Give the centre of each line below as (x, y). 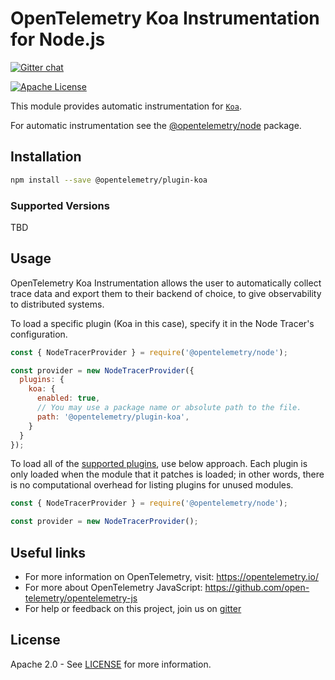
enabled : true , (68, 398)
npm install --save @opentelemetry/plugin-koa (109, 180)
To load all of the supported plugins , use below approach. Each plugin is (159, 464)
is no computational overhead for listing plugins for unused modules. (152, 485)
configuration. (39, 334)
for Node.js (58, 39)
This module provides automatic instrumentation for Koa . (126, 106)
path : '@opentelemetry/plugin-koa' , (113, 417)
